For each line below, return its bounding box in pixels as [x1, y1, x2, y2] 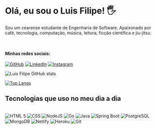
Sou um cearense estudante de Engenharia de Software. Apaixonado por [5, 24, 152, 31]
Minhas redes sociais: [5, 51, 51, 56]
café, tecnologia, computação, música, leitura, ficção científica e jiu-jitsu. [5, 30, 152, 36]
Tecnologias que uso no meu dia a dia [5, 94, 121, 103]
